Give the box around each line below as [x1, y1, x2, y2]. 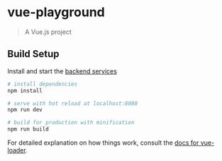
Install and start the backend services [7, 66, 117, 75]
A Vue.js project [24, 28, 72, 36]
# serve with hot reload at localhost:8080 [7, 100, 138, 107]
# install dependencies [7, 80, 78, 88]
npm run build [7, 126, 50, 133]
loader [7, 146, 26, 154]
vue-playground [7, 4, 105, 20]
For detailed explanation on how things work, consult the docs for [7, 138, 199, 147]
